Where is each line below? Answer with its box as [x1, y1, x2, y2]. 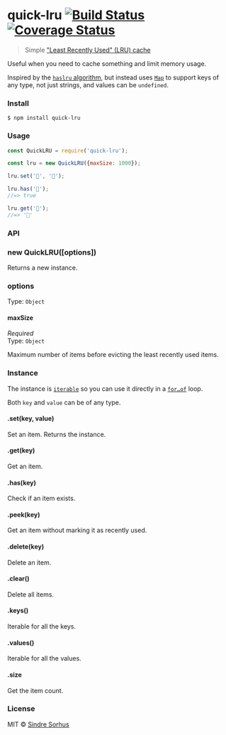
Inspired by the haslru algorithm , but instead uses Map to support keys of [7, 73, 220, 82]
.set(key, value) [7, 414, 55, 423]
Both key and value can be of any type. [7, 398, 121, 407]
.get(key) [7, 446, 35, 455]
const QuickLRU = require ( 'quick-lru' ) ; [7, 147, 129, 154]
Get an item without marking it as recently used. [7, 526, 147, 535]
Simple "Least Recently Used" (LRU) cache [24, 45, 151, 54]
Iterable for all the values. [7, 654, 81, 663]
